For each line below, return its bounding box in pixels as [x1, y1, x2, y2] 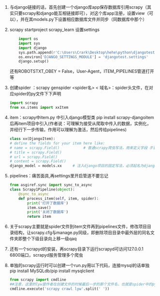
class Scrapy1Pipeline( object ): [9, 187, 75, 192]
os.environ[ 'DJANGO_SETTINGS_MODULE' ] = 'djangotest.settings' [18, 54, 149, 59]
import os [18, 36, 38, 41]
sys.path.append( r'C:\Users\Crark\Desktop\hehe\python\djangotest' [18, 50, 157, 55]
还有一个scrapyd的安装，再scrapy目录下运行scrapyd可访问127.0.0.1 [9, 246, 144, 252]
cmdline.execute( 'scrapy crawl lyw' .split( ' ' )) [9, 286, 110, 291]
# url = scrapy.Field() [9, 155, 58, 159]
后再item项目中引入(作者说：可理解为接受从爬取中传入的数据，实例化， [9, 121, 151, 126]
